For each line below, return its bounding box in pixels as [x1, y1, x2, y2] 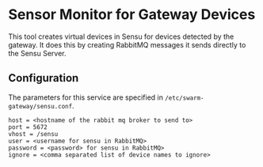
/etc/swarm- [165, 93, 204, 102]
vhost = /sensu [8, 130, 59, 138]
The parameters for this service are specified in [8, 93, 164, 102]
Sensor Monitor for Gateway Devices [8, 6, 256, 24]
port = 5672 [8, 123, 48, 131]
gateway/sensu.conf [8, 102, 73, 110]
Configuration [8, 71, 79, 85]
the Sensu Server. [8, 48, 67, 58]
